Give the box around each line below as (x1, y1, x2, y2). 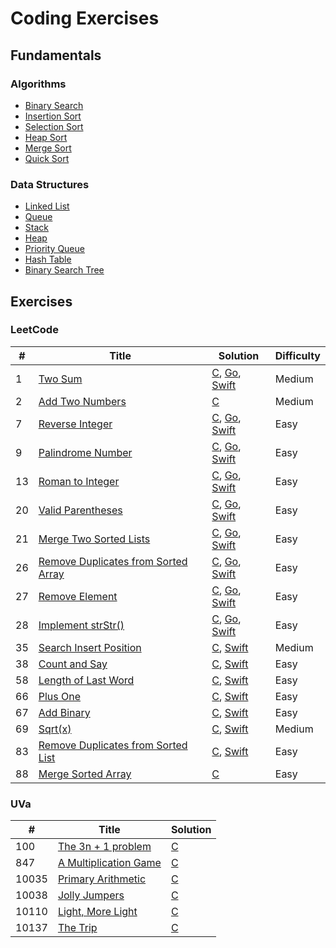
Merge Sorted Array (38, 767, 132, 781)
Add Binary (38, 705, 91, 719)
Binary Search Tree (24, 264, 105, 276)
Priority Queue (24, 243, 85, 255)
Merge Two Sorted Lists (38, 532, 151, 546)
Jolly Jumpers (57, 888, 125, 902)
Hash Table (24, 253, 72, 266)
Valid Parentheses (38, 503, 123, 517)
